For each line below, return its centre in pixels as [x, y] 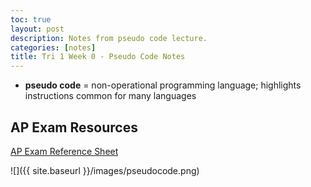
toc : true [31, 19]
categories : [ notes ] [53, 47]
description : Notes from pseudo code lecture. [109, 38]
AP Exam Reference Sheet [64, 151]
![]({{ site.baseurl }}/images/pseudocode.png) [105, 170]
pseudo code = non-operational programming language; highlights [163, 85]
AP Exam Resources [74, 127]
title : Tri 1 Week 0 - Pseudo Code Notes [98, 57]
